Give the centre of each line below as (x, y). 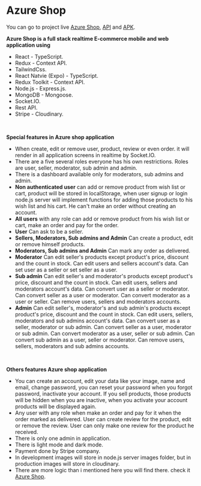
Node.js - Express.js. (41, 88)
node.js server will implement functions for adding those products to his (104, 200)
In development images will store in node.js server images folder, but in (103, 457)
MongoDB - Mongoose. (44, 95)
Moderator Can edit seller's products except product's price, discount (102, 257)
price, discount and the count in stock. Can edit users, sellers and (96, 282)
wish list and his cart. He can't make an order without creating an (95, 206)
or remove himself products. (50, 244)
